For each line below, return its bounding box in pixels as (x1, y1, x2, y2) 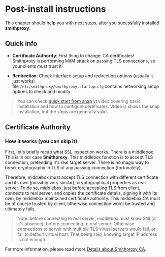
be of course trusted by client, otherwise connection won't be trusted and (5, 201, 155, 206)
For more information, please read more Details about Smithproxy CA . (5, 246, 147, 252)
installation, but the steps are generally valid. (17, 108, 108, 114)
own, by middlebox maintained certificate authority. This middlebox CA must (5, 196, 160, 202)
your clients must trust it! (12, 63, 63, 69)
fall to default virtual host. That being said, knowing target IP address (17, 231, 158, 237)
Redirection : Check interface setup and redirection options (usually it (12, 73, 153, 79)
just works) (12, 78, 35, 84)
